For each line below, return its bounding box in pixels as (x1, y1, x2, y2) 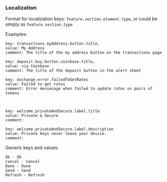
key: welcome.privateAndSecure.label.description (5, 126, 114, 132)
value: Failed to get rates (5, 82, 66, 87)
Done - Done (5, 163, 31, 169)
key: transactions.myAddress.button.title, (5, 41, 100, 46)
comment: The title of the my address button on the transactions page (5, 50, 162, 56)
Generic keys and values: (5, 144, 59, 151)
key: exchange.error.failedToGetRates (5, 77, 88, 82)
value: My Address (5, 46, 45, 51)
